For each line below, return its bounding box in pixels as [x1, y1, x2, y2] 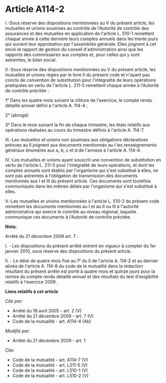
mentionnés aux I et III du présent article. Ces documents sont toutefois [5, 178, 151, 184]
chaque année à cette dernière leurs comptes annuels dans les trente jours [5, 36, 159, 42]
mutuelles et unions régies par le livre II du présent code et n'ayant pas [5, 72, 150, 77]
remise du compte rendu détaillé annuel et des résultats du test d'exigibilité [5, 273, 159, 279]
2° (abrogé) [5, 112, 29, 118]
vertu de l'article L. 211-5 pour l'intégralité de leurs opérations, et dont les [5, 162, 155, 168]
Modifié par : [5, 328, 31, 334]
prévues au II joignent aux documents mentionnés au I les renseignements [5, 142, 157, 148]
